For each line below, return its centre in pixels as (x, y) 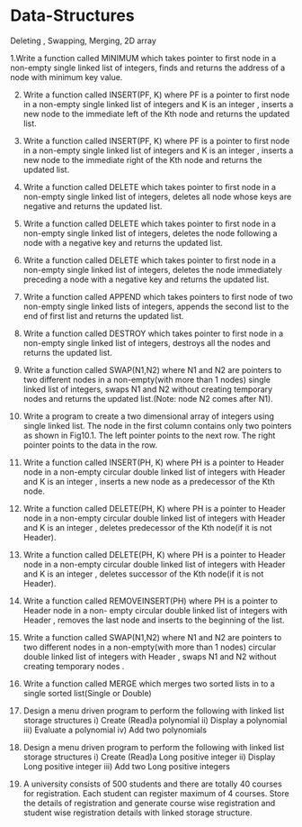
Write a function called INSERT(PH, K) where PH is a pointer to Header (154, 462)
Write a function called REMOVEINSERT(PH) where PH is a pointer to (150, 601)
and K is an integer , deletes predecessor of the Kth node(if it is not (147, 527)
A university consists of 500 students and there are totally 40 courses (152, 784)
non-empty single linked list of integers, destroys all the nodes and (147, 342)
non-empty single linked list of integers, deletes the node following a (150, 233)
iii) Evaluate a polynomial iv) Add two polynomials (115, 730)
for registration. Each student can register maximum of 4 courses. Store (156, 793)
